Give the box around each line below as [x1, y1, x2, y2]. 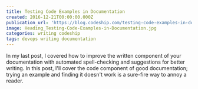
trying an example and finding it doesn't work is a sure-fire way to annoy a [6, 71, 187, 78]
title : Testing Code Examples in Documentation [6, 8, 126, 15]
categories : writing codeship [6, 31, 81, 37]
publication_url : [6, 19, 49, 25]
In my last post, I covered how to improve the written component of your [6, 52, 181, 59]
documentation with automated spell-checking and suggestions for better [6, 58, 186, 65]
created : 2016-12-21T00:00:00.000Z [6, 14, 94, 20]
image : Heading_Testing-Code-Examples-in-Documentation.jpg [6, 25, 157, 31]
